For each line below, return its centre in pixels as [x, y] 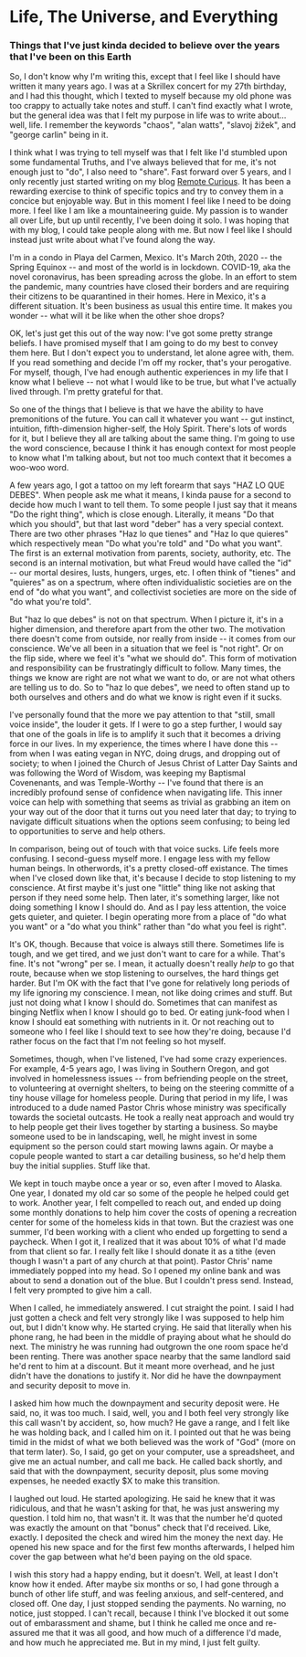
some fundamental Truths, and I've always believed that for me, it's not [143, 163]
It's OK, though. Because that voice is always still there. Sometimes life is [147, 945]
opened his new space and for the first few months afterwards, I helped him [152, 1547]
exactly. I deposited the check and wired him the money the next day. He [147, 1537]
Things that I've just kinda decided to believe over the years [145, 46]
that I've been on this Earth [71, 57]
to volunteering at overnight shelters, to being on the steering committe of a [152, 1088]
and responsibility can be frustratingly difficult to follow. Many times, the [145, 668]
